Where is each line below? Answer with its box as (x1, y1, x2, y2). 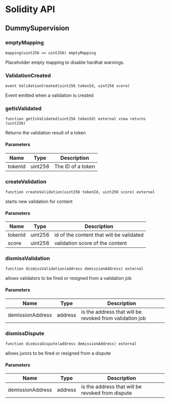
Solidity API (5, 4, 56, 15)
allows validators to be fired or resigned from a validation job (5, 275, 132, 281)
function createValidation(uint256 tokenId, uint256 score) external (5, 189, 155, 195)
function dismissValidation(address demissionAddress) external (5, 266, 144, 272)
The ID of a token (54, 163, 95, 170)
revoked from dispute (81, 389, 133, 396)
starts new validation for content (5, 198, 73, 204)
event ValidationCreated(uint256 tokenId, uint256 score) (5, 84, 130, 89)
